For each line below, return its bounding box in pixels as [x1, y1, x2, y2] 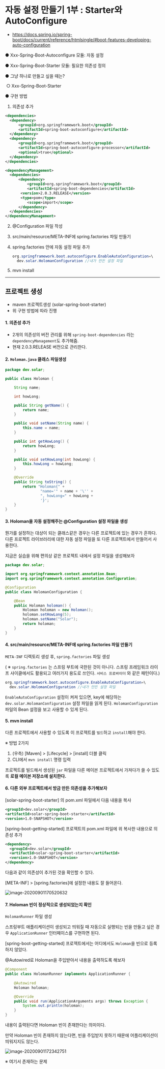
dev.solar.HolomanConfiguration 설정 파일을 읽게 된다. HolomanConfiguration [5, 700, 158, 706]
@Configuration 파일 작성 [12, 223, 63, 229]
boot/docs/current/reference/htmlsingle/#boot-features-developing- [12, 36, 151, 42]
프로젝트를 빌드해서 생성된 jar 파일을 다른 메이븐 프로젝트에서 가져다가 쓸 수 [5, 767, 151, 773]
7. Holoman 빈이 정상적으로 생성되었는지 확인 [5, 901, 92, 908]
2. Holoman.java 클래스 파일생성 [5, 356, 67, 362]
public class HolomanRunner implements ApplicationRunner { [5, 972, 131, 977]
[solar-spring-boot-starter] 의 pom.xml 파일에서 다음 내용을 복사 [5, 797, 132, 803]
